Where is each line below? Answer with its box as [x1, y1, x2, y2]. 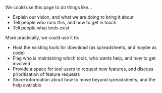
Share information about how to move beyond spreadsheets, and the [12, 77, 155, 82]
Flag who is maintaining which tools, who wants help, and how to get [12, 55, 156, 61]
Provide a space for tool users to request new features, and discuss [12, 66, 153, 72]
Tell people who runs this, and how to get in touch [12, 20, 117, 25]
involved [12, 61, 31, 66]
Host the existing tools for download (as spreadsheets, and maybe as [12, 44, 157, 50]
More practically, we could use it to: [5, 35, 80, 40]
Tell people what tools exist [12, 25, 70, 31]
